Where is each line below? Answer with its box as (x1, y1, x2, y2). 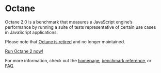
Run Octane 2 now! (5, 48, 44, 54)
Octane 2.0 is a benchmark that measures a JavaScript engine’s (5, 19, 132, 25)
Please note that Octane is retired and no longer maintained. (5, 38, 125, 44)
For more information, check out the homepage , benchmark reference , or (5, 57, 152, 63)
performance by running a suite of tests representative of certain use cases (5, 24, 156, 30)
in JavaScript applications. (5, 29, 58, 35)
